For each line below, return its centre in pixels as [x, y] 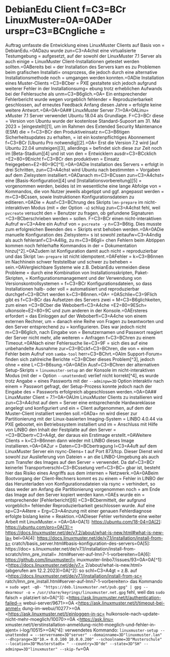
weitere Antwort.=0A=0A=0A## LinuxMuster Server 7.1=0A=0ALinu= [77, 110]
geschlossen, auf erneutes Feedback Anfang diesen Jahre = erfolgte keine [83, 104]
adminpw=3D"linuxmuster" [31, 649]
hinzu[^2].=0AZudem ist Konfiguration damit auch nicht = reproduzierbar [82, 251]
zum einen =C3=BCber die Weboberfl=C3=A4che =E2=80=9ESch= [76, 305]
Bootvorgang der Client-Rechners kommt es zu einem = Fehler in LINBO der [84, 478]
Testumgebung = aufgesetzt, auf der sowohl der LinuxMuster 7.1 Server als [83, 56]
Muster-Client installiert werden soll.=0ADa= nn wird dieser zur [71, 413]
